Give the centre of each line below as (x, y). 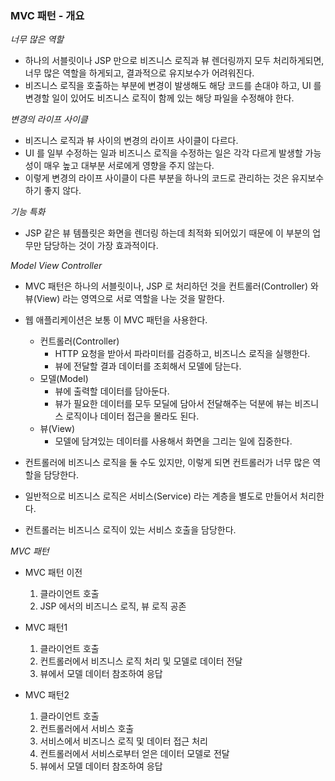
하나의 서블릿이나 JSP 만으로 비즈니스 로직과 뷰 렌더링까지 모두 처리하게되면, (174, 61)
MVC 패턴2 (47, 695)
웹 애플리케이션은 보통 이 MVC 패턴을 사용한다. (116, 320)
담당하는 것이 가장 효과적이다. (101, 246)
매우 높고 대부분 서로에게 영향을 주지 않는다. (129, 166)
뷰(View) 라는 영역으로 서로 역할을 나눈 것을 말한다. (124, 299)
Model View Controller (56, 266)
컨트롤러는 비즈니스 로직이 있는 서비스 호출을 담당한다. (130, 530)
